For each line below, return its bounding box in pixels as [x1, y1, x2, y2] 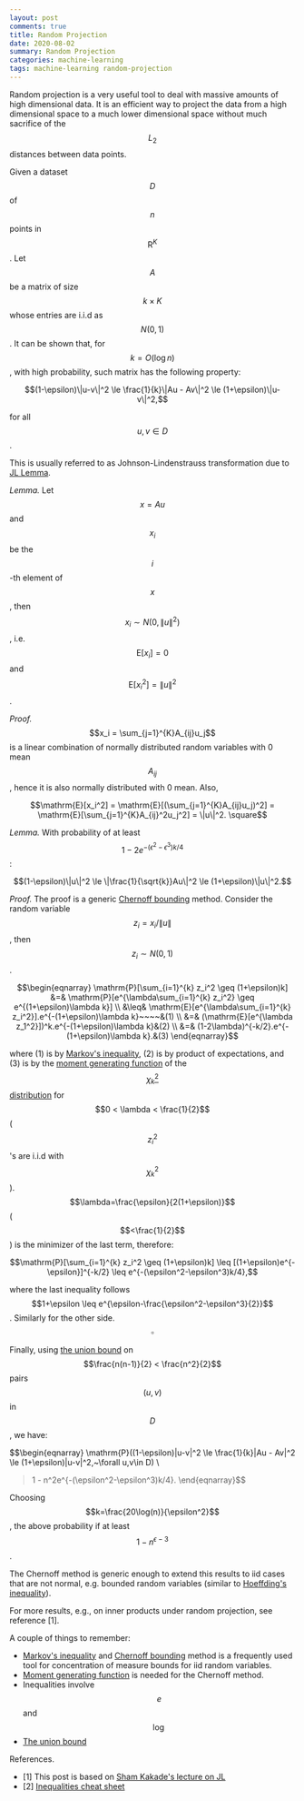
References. [9, 1753, 54, 1765]
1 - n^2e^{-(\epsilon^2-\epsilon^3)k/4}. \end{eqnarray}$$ [31, 1474, 247, 1485]
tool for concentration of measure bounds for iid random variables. [22, 1659, 272, 1670]
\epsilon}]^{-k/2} [46, 1266, 111, 1278]
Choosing [9, 1493, 45, 1504]
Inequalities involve [22, 1679, 95, 1690]
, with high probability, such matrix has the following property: [9, 367, 241, 377]
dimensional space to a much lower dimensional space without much [9, 108, 268, 119]
